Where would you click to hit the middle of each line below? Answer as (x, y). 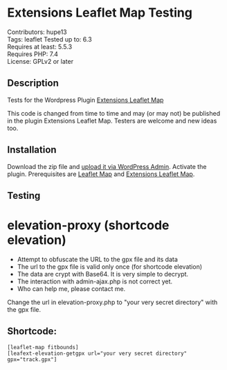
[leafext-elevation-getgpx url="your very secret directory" (97, 353)
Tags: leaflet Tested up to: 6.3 (49, 39)
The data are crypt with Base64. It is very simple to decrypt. (103, 274)
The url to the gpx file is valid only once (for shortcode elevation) (110, 266)
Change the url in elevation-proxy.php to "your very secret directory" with (112, 302)
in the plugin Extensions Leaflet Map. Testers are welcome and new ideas (112, 121)
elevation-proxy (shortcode (88, 226)
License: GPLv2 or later (40, 61)
